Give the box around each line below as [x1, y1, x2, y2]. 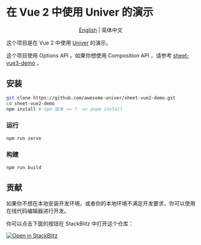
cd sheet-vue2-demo [6, 100, 55, 107]
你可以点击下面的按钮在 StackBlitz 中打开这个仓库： [6, 220, 134, 227]
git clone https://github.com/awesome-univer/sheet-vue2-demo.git [6, 95, 176, 101]
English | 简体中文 [79, 26, 123, 34]
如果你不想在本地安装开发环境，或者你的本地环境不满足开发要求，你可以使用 [6, 199, 196, 207]
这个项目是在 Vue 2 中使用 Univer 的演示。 [6, 39, 112, 46]
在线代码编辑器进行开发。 [6, 207, 70, 214]
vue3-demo [6, 59, 35, 66]
